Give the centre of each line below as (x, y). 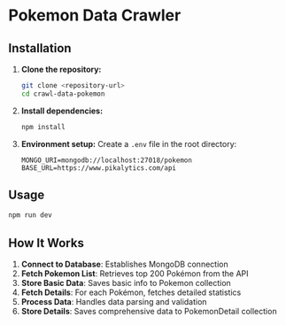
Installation (40, 48)
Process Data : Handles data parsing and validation (114, 302)
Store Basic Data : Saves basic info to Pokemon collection (126, 283)
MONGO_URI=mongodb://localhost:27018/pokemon (106, 160)
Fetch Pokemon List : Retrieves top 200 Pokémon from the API (135, 274)
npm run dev (30, 215)
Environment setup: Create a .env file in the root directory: (129, 143)
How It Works (46, 243)
